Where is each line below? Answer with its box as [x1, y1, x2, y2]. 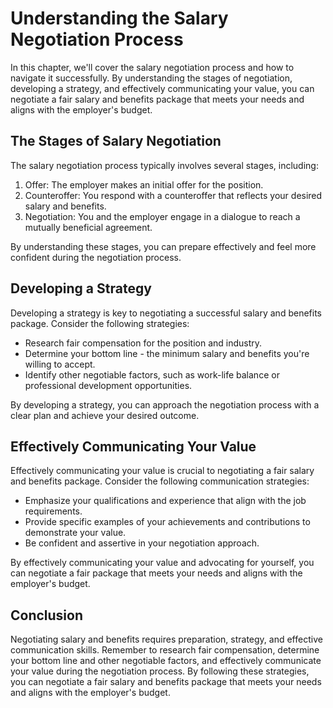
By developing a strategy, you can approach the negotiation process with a [10, 398, 320, 411]
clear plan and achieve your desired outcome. [10, 409, 200, 421]
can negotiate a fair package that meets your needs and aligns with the [10, 567, 303, 579]
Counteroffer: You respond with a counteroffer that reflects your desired [24, 189, 323, 201]
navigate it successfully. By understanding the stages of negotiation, [10, 72, 293, 84]
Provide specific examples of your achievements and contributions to [24, 516, 311, 528]
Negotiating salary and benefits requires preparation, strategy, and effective [10, 633, 323, 646]
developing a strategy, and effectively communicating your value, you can [10, 82, 315, 94]
